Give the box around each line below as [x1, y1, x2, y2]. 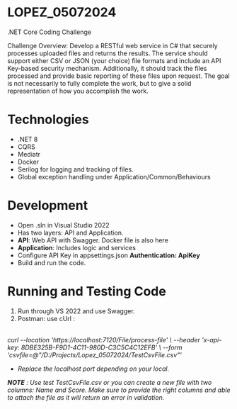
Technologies [7, 111, 90, 128]
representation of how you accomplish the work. [7, 86, 149, 95]
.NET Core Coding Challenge [7, 28, 92, 36]
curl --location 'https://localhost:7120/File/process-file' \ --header [7, 335, 200, 344]
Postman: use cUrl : [17, 314, 76, 323]
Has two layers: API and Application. [17, 228, 124, 237]
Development [7, 198, 88, 213]
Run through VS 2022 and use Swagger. [17, 306, 136, 315]
